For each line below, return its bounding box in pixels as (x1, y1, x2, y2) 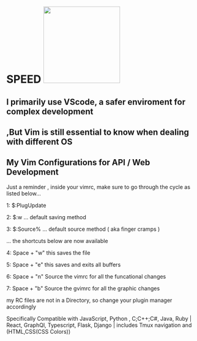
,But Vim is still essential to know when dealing (6, 127, 190, 137)
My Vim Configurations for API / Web (6, 157, 151, 168)
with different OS (6, 137, 73, 147)
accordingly (6, 303, 37, 310)
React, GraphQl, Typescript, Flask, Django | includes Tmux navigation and (6, 321, 192, 329)
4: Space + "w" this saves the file (6, 249, 91, 257)
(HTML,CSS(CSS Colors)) (6, 328, 71, 335)
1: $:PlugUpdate (6, 201, 46, 209)
